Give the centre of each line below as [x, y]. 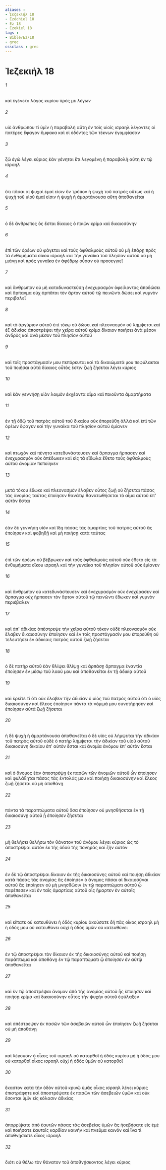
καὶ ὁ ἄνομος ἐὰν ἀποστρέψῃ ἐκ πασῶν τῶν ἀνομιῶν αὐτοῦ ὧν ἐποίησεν [81, 773]
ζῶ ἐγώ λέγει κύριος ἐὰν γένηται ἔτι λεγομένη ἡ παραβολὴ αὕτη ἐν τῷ [79, 159]
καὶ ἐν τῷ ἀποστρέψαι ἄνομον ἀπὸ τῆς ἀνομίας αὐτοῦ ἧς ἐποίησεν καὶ [78, 992]
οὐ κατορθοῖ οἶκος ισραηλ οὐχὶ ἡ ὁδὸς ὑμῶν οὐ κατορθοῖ [64, 1061]
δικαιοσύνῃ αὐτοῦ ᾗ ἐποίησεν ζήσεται [44, 815]
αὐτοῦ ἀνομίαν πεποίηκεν [32, 464]
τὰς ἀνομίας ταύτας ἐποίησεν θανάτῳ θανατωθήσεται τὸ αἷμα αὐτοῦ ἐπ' [81, 496]
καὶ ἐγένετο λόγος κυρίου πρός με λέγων [48, 101]
